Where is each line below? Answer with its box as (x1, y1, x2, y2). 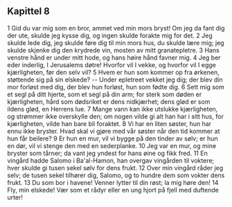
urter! (7, 193, 23, 201)
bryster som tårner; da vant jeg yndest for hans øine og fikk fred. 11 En (7, 149, 208, 157)
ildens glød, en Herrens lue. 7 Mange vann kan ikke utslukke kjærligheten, (7, 105, 218, 113)
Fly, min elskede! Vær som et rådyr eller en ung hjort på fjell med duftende (7, 186, 220, 194)
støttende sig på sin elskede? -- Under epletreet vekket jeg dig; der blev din (7, 75, 223, 84)
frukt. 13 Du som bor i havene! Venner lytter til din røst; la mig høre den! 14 (7, 178, 220, 186)
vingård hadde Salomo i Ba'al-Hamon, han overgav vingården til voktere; (7, 156, 215, 165)
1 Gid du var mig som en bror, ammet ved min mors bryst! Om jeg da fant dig (7, 24, 225, 32)
